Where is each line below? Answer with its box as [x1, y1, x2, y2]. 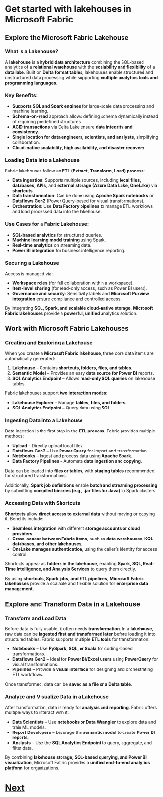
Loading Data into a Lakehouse [5, 157, 80, 164]
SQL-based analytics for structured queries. [12, 232, 102, 237]
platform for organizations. [5, 765, 60, 771]
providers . [12, 531, 34, 537]
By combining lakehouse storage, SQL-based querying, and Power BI [5, 754, 147, 760]
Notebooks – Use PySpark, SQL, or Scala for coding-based [12, 646, 133, 652]
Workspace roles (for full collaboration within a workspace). [12, 280, 134, 286]
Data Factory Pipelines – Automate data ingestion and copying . [12, 458, 142, 464]
